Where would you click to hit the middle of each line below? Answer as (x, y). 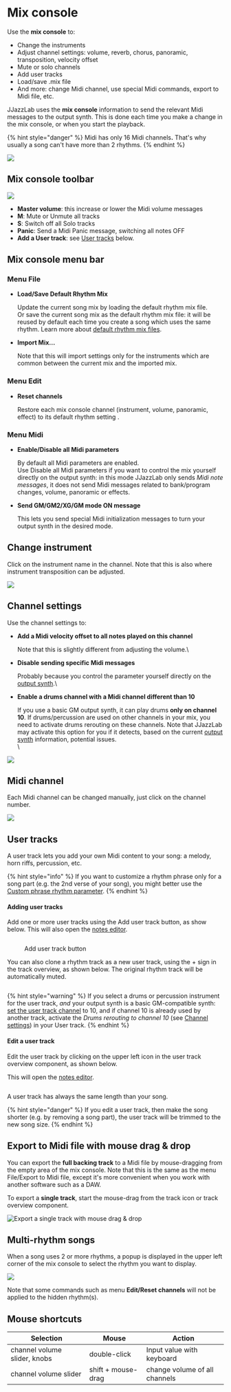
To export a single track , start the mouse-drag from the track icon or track (113, 1197)
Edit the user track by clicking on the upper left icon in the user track (104, 1056)
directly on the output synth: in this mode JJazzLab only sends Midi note (120, 478)
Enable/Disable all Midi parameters (68, 450)
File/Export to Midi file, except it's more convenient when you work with (109, 1177)
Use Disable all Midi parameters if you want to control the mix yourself (117, 470)
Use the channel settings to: (47, 622)
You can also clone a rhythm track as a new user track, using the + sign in (112, 962)
